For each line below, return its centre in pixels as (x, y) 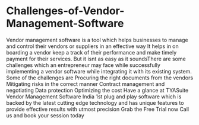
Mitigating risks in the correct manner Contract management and (86, 84)
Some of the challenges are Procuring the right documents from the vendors (100, 78)
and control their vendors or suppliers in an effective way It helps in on (93, 46)
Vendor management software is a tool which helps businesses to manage (97, 40)
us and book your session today (45, 115)
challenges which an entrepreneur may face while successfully (83, 65)
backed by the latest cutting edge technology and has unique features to (95, 102)
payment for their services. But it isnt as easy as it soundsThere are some (96, 59)
